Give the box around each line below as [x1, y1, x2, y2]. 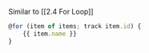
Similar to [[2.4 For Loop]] [8, 7, 94, 16]
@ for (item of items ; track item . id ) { [8, 22, 142, 31]
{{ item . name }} [22, 30, 78, 38]
